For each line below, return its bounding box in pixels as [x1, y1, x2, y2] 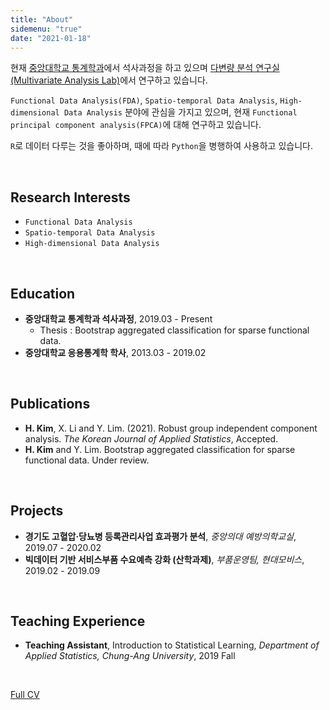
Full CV [10, 689, 40, 701]
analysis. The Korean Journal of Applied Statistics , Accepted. [24, 432, 279, 445]
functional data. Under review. [24, 454, 150, 466]
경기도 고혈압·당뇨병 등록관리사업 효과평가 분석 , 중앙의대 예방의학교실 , [24, 530, 297, 542]
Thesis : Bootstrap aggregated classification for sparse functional [39, 324, 310, 336]
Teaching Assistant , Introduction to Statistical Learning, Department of [24, 639, 320, 651]
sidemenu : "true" [10, 24, 83, 34]
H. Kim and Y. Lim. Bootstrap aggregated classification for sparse [24, 443, 296, 455]
